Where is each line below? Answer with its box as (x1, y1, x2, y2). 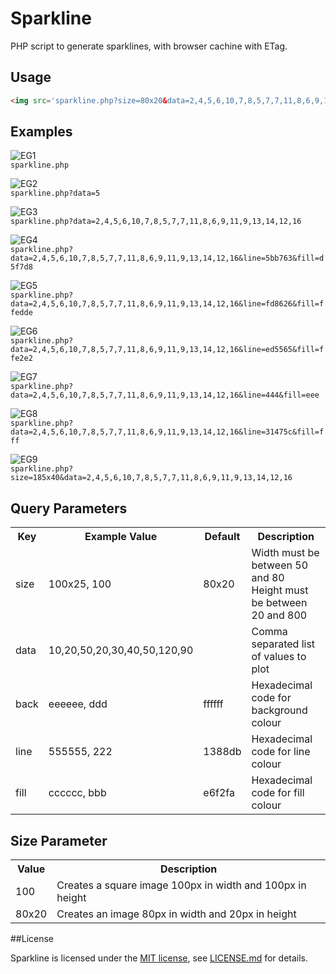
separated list (251, 637, 316, 651)
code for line (251, 745, 311, 759)
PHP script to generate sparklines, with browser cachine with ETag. (10, 40, 288, 52)
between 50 (251, 558, 309, 572)
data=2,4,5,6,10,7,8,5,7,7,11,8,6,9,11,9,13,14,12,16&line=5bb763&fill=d (10, 253, 325, 264)
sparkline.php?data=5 (10, 188, 101, 199)
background (251, 703, 308, 717)
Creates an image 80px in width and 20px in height (56, 907, 297, 921)
